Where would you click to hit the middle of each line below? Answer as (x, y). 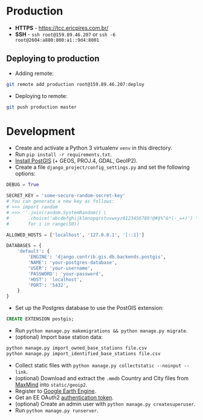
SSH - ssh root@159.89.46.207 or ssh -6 (65, 34)
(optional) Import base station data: (59, 337)
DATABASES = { (24, 246)
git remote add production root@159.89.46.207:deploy (76, 84)
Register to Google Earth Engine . (56, 391)
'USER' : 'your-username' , (61, 268)
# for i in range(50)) (43, 224)
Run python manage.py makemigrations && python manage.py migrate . (101, 330)
